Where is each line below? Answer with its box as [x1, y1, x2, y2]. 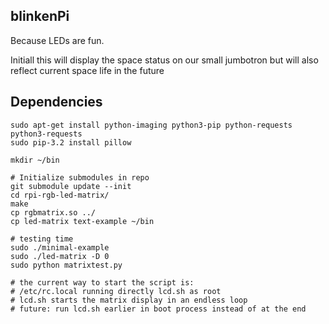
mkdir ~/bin [10, 155, 60, 165]
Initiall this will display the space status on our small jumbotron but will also [10, 54, 319, 66]
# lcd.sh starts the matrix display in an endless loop [10, 295, 248, 305]
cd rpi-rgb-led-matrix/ [10, 190, 110, 200]
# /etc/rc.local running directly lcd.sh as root [10, 286, 222, 296]
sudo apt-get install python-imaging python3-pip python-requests [10, 120, 293, 130]
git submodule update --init [10, 181, 132, 191]
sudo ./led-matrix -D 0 [10, 251, 110, 261]
